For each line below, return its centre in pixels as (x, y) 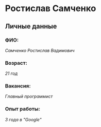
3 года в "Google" (23, 119)
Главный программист (29, 97)
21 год (11, 73)
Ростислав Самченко (50, 8)
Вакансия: (18, 86)
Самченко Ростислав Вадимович (40, 50)
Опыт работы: (23, 109)
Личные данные (31, 26)
